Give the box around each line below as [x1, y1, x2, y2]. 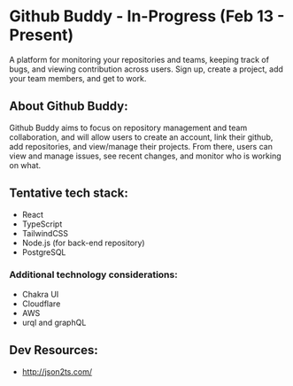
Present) [9, 25, 74, 45]
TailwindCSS [21, 228, 69, 238]
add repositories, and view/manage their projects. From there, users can [9, 141, 273, 151]
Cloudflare [21, 298, 61, 309]
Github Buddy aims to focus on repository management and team [9, 122, 248, 133]
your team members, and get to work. [9, 73, 147, 83]
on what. [9, 159, 42, 170]
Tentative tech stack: [9, 186, 128, 201]
